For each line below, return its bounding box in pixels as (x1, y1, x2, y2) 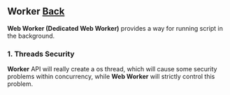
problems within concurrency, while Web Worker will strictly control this (7, 73, 215, 81)
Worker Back (7, 6, 65, 17)
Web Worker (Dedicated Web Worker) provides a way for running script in (7, 24, 224, 32)
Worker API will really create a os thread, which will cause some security (7, 65, 217, 73)
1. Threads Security (7, 49, 75, 59)
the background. (7, 31, 55, 40)
